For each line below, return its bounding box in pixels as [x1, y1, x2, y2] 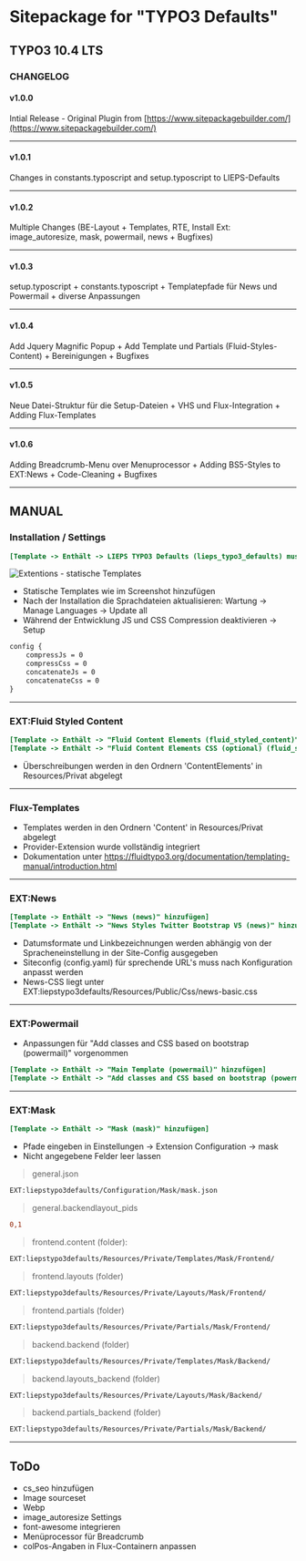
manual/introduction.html [22, 861, 117, 872]
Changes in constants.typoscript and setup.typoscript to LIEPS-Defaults [9, 171, 280, 183]
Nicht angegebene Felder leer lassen [22, 1151, 161, 1162]
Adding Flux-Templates [9, 409, 97, 420]
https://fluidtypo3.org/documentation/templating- [104, 851, 291, 862]
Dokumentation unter [22, 851, 103, 862]
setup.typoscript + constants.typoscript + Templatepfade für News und [9, 281, 278, 293]
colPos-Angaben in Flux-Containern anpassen [22, 1541, 197, 1552]
